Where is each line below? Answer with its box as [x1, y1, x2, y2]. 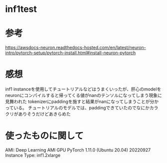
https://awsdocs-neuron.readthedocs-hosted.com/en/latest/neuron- [5, 45, 146, 51]
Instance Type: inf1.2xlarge [5, 153, 61, 158]
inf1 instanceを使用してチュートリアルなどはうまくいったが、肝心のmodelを [5, 86, 162, 92]
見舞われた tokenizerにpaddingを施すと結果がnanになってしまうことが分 [5, 98, 155, 105]
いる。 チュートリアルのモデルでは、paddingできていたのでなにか [13, 105, 150, 111]
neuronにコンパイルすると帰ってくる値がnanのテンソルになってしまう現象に [5, 92, 162, 98]
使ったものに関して [5, 130, 84, 142]
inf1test [5, 3, 37, 15]
